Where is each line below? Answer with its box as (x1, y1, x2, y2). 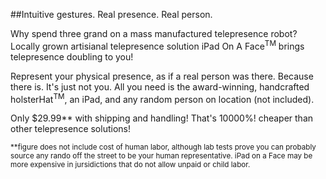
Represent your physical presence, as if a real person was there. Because (10, 70, 314, 82)
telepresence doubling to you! (10, 50, 134, 63)
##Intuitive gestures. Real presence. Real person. (10, 9, 213, 20)
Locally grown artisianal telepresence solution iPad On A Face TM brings (10, 39, 305, 52)
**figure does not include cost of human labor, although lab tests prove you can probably (10, 142, 317, 153)
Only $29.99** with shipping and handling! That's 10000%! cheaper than (10, 112, 314, 124)
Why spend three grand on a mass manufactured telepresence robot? (10, 28, 298, 39)
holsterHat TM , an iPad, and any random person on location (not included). (10, 91, 315, 105)
